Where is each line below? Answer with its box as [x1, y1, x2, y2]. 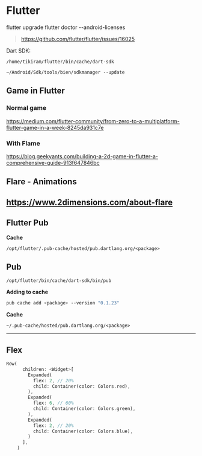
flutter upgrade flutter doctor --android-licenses [6, 24, 126, 31]
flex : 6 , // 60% [32, 400, 74, 406]
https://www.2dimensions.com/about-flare [6, 197, 173, 207]
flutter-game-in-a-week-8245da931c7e [6, 124, 104, 131]
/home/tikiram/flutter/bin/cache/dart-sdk [6, 59, 114, 65]
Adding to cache [6, 288, 49, 296]
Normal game [6, 104, 47, 112]
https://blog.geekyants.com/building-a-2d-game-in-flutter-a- [6, 152, 158, 160]
